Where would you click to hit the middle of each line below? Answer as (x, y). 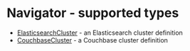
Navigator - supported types (93, 13)
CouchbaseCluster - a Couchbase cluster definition (93, 40)
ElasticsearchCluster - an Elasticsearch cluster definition (100, 33)
